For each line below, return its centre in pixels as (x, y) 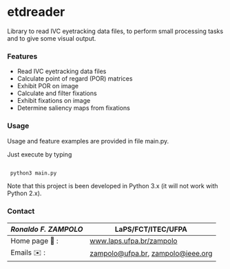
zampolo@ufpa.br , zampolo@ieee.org (151, 254)
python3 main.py (33, 173)
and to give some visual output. (52, 38)
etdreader (36, 12)
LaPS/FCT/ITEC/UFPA (151, 229)
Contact (21, 211)
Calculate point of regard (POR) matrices (75, 79)
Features (22, 56)
